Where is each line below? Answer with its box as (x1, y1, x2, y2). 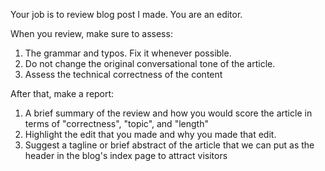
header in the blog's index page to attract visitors (24, 150, 228, 161)
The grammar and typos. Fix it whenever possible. (24, 47, 232, 59)
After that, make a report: (10, 88, 115, 99)
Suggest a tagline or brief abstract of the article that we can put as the (24, 139, 315, 151)
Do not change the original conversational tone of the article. (24, 58, 276, 69)
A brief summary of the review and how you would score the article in (24, 107, 313, 119)
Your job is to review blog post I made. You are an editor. (10, 9, 243, 20)
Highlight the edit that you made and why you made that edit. (24, 129, 277, 140)
